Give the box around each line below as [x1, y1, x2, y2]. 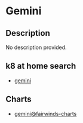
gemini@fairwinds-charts [14, 110, 77, 117]
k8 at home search [5, 61, 76, 71]
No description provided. [5, 44, 67, 51]
